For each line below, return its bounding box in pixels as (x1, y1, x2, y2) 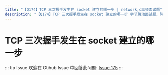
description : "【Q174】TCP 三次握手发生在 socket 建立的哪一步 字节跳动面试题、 (5, 12, 160, 17)
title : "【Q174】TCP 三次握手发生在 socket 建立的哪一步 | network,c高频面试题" (5, 7, 162, 12)
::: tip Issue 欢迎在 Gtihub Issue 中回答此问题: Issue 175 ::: (5, 65, 123, 71)
